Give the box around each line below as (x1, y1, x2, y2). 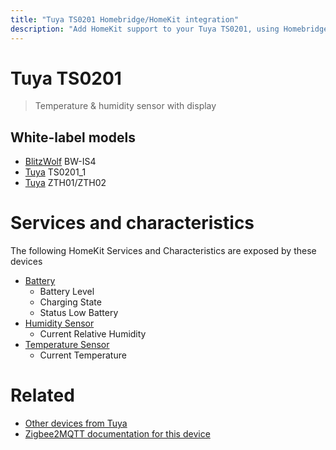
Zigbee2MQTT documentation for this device (24, 428, 211, 440)
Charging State (39, 296, 102, 308)
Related (10, 384, 75, 407)
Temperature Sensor (24, 339, 110, 351)
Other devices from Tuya (24, 417, 128, 430)
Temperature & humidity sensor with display (34, 100, 217, 112)
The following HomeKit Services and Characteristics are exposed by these (10, 245, 317, 257)
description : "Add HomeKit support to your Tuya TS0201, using (10, 24, 280, 34)
